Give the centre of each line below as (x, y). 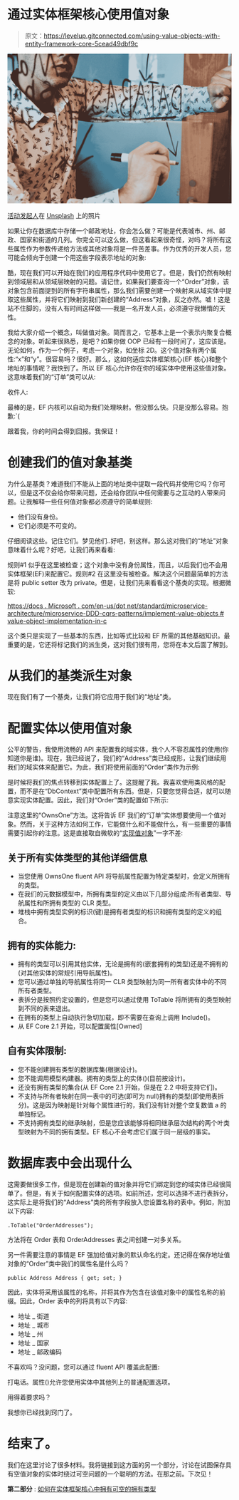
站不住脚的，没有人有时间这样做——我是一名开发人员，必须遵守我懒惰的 (113, 308)
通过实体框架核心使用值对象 (89, 15)
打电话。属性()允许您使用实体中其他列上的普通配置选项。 (91, 1382)
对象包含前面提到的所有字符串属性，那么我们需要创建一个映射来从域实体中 (116, 290)
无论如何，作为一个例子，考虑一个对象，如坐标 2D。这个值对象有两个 (109, 350)
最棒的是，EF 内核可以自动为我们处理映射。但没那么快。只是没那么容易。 (115, 407)
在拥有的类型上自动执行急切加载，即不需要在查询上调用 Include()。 (116, 1018)
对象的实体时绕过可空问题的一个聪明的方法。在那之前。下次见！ (119, 1474)
